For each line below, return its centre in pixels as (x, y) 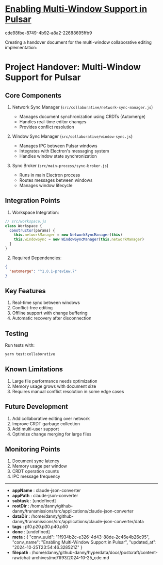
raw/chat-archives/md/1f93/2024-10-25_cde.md (60, 558)
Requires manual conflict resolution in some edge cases (68, 391)
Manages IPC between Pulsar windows (58, 146)
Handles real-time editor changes (53, 122)
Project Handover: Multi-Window (73, 67)
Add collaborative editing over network (51, 418)
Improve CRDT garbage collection (46, 424)
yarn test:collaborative (30, 354)
